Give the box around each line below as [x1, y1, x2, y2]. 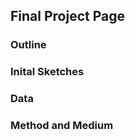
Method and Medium [10, 119, 114, 133]
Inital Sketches [10, 65, 85, 79]
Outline [10, 38, 47, 52]
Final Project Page [10, 8, 126, 25]
